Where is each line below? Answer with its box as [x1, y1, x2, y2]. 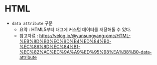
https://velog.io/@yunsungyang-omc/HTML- [39, 32, 131, 38]
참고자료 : [19, 32, 38, 38]
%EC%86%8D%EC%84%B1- [19, 43, 81, 49]
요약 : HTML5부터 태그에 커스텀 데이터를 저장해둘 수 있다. [19, 26, 132, 32]
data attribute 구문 [11, 20, 53, 26]
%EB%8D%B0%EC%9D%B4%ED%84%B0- [19, 38, 112, 44]
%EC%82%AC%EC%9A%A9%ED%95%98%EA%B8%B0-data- [19, 48, 152, 55]
